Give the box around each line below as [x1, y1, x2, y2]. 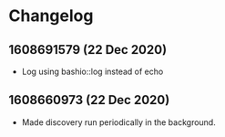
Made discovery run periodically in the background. [21, 116, 216, 128]
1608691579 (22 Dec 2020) [8, 42, 168, 58]
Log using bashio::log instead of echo [21, 66, 164, 77]
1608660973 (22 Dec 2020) [8, 92, 170, 108]
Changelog [8, 5, 94, 26]
